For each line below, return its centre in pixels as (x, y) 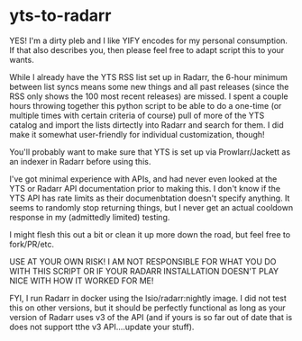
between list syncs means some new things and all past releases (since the (149, 86)
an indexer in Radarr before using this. (80, 161)
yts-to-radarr (60, 16)
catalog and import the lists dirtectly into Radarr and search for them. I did (146, 125)
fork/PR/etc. (32, 244)
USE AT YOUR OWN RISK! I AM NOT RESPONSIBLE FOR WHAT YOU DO (143, 261)
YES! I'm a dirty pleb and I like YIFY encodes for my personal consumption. (149, 40)
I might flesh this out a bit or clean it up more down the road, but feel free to (150, 234)
